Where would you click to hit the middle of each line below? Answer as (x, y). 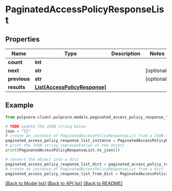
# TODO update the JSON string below (46, 126)
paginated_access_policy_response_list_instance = (60, 141)
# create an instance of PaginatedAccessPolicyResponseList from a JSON (84, 136)
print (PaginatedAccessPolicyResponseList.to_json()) (63, 150)
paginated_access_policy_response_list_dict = (56, 164)
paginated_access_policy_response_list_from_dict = (61, 174)
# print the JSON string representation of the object (65, 145)
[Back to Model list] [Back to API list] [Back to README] (64, 183)
